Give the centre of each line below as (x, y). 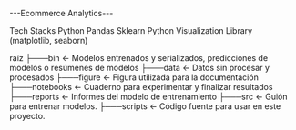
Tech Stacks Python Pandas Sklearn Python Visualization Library (131, 30)
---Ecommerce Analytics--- (61, 13)
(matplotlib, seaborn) (49, 40)
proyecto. (27, 116)
